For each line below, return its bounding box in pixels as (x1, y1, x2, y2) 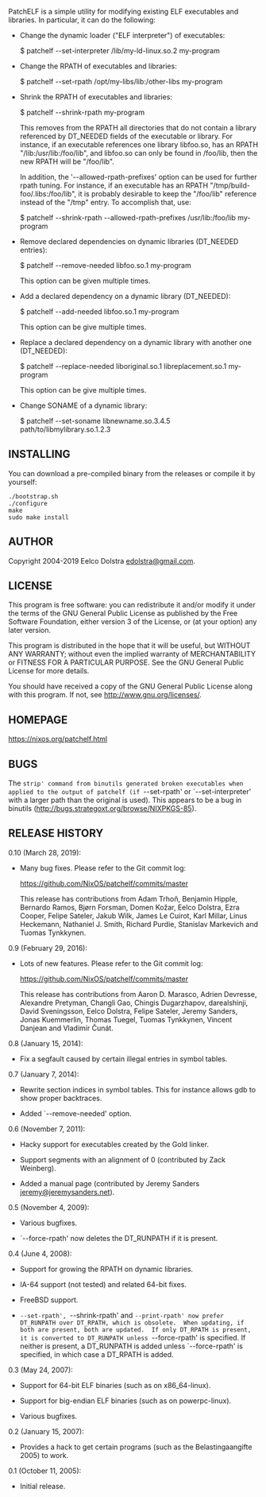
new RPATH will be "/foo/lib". (19, 157, 115, 166)
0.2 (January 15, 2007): (8, 1426, 85, 1436)
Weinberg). (19, 1163, 57, 1173)
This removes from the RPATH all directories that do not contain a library (19, 123, 256, 132)
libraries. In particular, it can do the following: (8, 15, 156, 25)
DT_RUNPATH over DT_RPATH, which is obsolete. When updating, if (19, 1319, 245, 1327)
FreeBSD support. (19, 1295, 79, 1305)
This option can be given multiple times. (19, 276, 151, 285)
